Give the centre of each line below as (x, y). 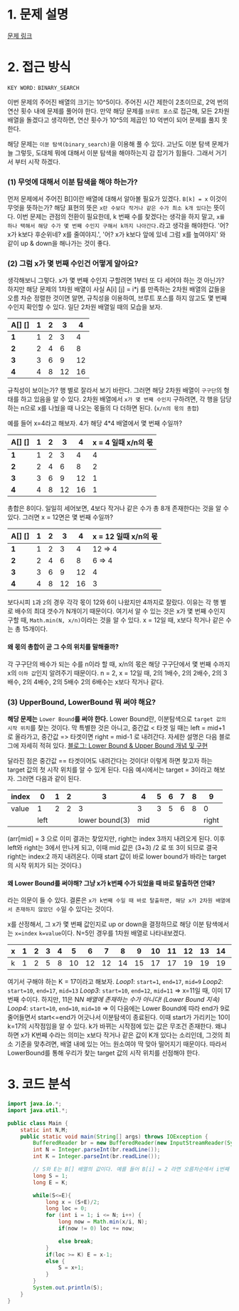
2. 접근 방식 (39, 67)
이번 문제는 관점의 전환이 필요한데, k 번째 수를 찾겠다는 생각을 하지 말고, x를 (121, 217)
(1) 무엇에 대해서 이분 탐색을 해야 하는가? (73, 182)
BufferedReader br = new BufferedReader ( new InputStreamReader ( (130, 1143)
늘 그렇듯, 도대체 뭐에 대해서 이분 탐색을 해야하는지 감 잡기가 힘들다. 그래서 (111, 152)
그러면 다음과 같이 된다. (49, 778)
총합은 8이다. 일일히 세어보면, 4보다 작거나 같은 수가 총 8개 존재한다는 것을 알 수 (118, 508)
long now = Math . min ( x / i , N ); (103, 1222)
